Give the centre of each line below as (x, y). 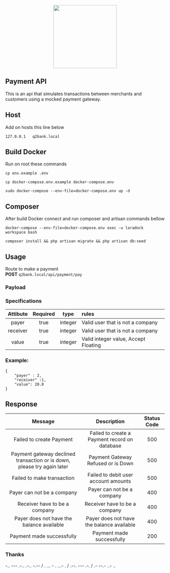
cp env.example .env (27, 173)
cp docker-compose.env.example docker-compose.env (60, 182)
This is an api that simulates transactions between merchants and (74, 94)
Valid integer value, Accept (114, 339)
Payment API (26, 82)
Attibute (18, 314)
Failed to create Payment (43, 439)
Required (44, 314)
